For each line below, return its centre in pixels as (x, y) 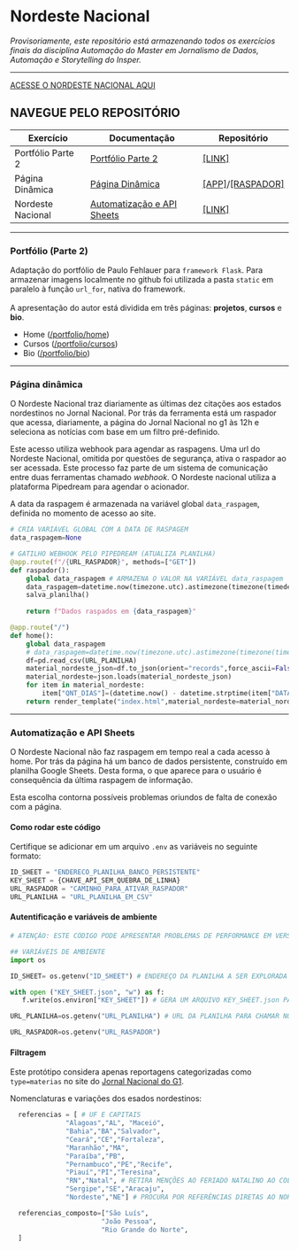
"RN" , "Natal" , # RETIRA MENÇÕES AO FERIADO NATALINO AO (171, 1181)
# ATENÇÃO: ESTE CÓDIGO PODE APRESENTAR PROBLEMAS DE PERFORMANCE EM (141, 936)
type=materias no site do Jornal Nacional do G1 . (97, 1082)
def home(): (32, 635)
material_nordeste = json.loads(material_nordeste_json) (129, 677)
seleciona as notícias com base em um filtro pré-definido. (115, 432)
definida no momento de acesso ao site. (83, 513)
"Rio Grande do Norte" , (145, 1230)
